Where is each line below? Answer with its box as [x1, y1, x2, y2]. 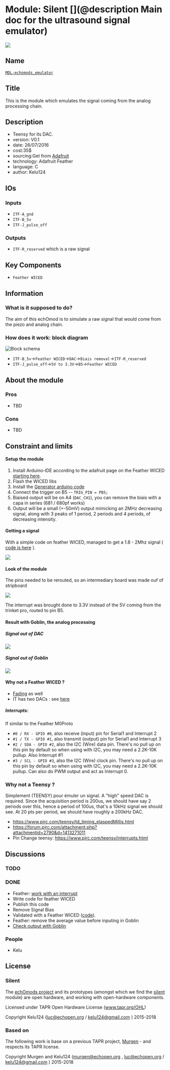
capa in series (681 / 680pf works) [12, 500, 85, 506]
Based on [5, 1027, 29, 1034]
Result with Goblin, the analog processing [5, 619, 96, 625]
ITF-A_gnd [12, 212, 34, 217]
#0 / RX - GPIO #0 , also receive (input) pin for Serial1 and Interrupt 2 [12, 730, 157, 736]
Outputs [5, 234, 26, 241]
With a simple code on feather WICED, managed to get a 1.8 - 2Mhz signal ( [5, 539, 164, 545]
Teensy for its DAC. [12, 131, 53, 137]
